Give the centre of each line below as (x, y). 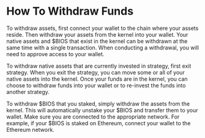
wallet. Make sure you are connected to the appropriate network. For (93, 117)
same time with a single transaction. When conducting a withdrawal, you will (102, 48)
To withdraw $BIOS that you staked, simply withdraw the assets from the (98, 103)
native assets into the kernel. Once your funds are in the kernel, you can (97, 79)
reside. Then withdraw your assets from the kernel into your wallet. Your (97, 34)
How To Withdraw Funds (70, 11)
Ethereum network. (31, 129)
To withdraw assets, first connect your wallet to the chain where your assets (102, 28)
